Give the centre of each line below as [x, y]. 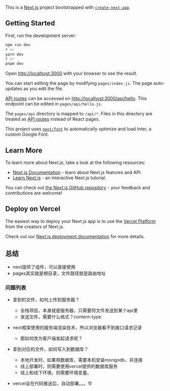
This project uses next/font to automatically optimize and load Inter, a [78, 129]
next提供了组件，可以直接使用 [44, 267]
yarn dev [14, 54]
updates [14, 89]
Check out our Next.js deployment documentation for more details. [75, 236]
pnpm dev [14, 64]
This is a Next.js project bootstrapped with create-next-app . [68, 7]
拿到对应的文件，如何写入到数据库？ [50, 349]
